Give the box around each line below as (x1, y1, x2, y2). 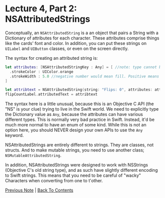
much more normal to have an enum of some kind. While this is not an (5, 122, 146, 128)
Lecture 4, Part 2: (5, 3, 77, 14)
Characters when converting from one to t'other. (5, 178, 103, 184)
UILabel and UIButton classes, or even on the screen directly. (5, 45, 129, 51)
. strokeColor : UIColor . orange (9, 69, 74, 74)
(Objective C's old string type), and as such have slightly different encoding (5, 167, 158, 173)
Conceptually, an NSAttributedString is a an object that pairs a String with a (5, 30, 159, 36)
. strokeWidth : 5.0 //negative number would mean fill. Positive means (9, 74, 160, 79)
